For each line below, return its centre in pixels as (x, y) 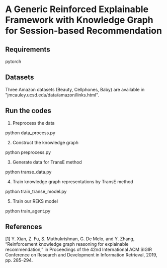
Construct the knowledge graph (46, 142)
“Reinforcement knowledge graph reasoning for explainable (67, 244)
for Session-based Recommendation (84, 31)
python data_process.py (30, 133)
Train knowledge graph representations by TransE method (73, 181)
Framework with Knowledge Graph (79, 20)
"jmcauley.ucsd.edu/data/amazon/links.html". (52, 95)
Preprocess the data (33, 123)
